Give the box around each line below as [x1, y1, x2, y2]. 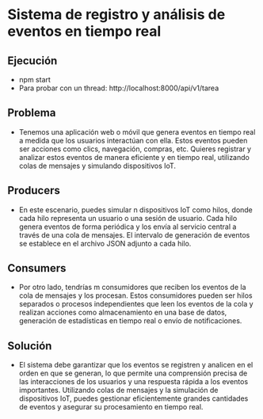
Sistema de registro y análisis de [7, 6, 226, 24]
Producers [7, 184, 61, 197]
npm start [18, 75, 51, 84]
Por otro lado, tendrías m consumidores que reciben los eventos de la [18, 283, 246, 292]
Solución [7, 339, 52, 352]
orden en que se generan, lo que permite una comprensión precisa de [18, 368, 248, 378]
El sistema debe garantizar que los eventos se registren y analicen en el [18, 360, 253, 370]
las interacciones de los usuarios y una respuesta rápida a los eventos [18, 377, 249, 387]
